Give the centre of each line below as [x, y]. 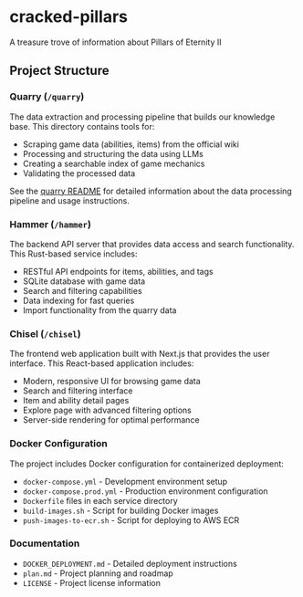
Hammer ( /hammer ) [50, 224]
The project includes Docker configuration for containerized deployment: [147, 464]
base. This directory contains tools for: [82, 126]
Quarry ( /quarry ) [47, 97]
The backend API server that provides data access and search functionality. [152, 244]
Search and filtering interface [78, 391]
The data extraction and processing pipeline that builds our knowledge [142, 117]
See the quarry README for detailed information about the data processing [151, 191]
